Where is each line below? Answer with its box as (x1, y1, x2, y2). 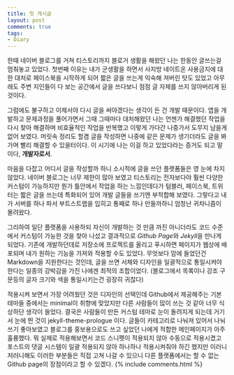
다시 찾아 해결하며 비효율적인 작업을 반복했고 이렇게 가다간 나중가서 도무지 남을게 (7, 124, 228, 132)
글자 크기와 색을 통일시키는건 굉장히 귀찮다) (25, 275, 145, 284)
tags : (7, 29, 23, 37)
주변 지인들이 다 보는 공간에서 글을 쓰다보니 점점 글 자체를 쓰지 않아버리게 (20, 82, 220, 91)
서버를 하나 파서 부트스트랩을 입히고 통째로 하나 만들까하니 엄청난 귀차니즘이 (14, 200, 222, 208)
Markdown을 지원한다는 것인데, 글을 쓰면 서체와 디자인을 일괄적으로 (7, 258, 193, 266)
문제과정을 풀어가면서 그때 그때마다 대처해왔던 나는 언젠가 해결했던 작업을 (25, 115, 226, 123)
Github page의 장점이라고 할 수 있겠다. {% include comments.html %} (7, 360, 203, 369)
